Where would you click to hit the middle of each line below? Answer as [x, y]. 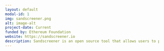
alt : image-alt [20, 23]
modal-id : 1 [17, 14]
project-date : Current [28, 28]
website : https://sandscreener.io [40, 37]
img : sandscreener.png [28, 18]
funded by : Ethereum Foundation [38, 32]
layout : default [21, 9]
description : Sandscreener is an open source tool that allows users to [81, 41]
